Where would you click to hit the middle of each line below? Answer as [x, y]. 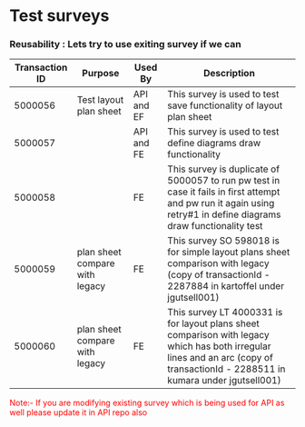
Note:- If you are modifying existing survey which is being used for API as [147, 403]
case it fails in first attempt [224, 192]
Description [229, 74]
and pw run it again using [221, 204]
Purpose [100, 74]
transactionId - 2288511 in [226, 369]
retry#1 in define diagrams [224, 214]
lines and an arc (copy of [221, 358]
